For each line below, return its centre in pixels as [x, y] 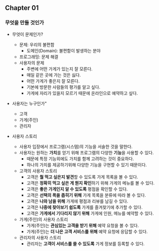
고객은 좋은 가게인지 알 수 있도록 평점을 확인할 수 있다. [77, 189]
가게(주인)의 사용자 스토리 [44, 219]
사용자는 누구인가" [29, 103]
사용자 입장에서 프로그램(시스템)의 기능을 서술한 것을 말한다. [76, 146]
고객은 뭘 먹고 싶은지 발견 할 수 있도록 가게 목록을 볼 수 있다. [82, 177]
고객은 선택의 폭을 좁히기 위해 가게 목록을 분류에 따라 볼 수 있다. [86, 195]
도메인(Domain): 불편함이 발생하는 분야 [64, 50]
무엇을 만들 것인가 [25, 23]
